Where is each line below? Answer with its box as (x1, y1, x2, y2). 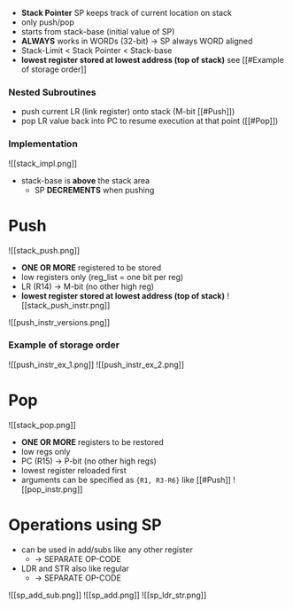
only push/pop (20, 17, 74, 27)
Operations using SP (8, 514, 162, 535)
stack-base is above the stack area (20, 175, 150, 185)
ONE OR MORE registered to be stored (20, 262, 162, 273)
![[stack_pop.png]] (8, 419, 76, 430)
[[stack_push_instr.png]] (20, 300, 111, 310)
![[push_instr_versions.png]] (8, 316, 111, 327)
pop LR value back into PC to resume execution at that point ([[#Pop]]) (20, 115, 279, 127)
